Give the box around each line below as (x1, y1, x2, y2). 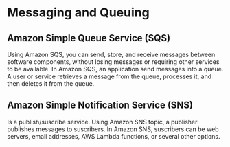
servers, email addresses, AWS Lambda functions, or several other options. (7, 132, 220, 140)
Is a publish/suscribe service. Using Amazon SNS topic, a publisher (7, 117, 198, 126)
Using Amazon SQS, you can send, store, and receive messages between (7, 50, 216, 58)
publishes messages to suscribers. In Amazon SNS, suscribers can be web (7, 125, 219, 133)
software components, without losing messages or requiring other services (7, 58, 220, 66)
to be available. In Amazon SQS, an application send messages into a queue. (7, 65, 224, 73)
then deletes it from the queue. (7, 80, 95, 87)
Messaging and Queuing (7, 5, 150, 21)
